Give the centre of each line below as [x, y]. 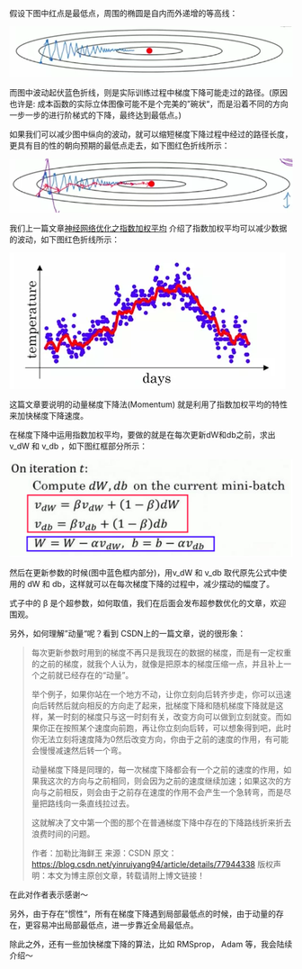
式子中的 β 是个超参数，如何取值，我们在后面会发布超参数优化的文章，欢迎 [148, 602]
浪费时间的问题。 [63, 833]
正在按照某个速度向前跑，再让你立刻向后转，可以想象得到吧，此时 [169, 728]
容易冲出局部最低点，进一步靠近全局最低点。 [115, 925]
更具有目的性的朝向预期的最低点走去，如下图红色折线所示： [120, 145]
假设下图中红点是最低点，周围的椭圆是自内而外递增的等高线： [124, 13]
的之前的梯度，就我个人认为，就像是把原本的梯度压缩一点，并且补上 [157, 664]
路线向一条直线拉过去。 [91, 803]
